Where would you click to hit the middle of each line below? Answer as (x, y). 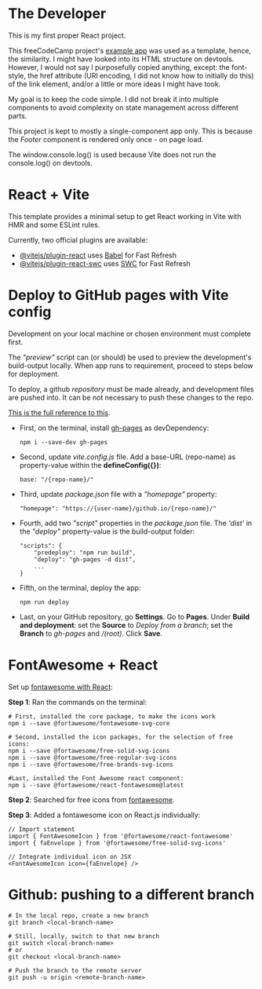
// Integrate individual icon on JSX (70, 856)
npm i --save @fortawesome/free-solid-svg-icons (89, 750)
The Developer (57, 14)
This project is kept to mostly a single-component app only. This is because (130, 131)
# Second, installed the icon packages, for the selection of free (121, 737)
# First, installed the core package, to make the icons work (112, 716)
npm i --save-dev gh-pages (64, 442)
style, (17, 75)
